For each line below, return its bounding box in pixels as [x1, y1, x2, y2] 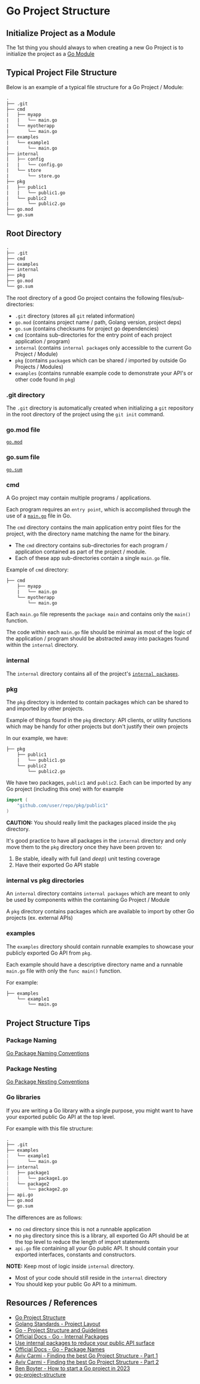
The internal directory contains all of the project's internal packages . [6, 670, 180, 677]
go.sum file [6, 453, 40, 462]
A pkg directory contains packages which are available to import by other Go [6, 908, 195, 915]
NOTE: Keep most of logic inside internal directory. [6, 1262, 135, 1270]
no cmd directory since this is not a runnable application [14, 1225, 151, 1232]
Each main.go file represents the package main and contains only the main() [6, 611, 191, 618]
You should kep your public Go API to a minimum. [14, 1280, 137, 1288]
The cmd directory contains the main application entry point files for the [6, 524, 181, 531]
